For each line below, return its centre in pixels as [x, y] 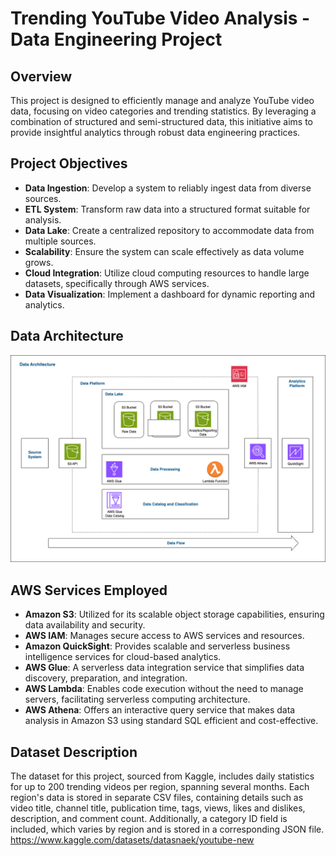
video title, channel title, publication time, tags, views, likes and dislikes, [158, 808]
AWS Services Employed [89, 590]
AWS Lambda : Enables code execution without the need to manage [164, 689]
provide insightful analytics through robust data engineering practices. [155, 132]
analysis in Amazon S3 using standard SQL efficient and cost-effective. [171, 721]
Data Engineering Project [116, 39]
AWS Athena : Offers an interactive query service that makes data [160, 710]
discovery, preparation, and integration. [106, 678]
